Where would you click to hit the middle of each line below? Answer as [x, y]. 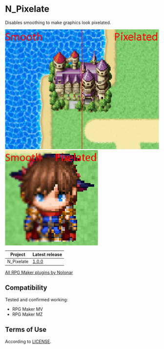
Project [18, 255]
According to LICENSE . [28, 341]
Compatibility [26, 288]
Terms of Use [26, 330]
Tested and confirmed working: [37, 300]
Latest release [47, 255]
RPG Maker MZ [27, 314]
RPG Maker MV [27, 309]
